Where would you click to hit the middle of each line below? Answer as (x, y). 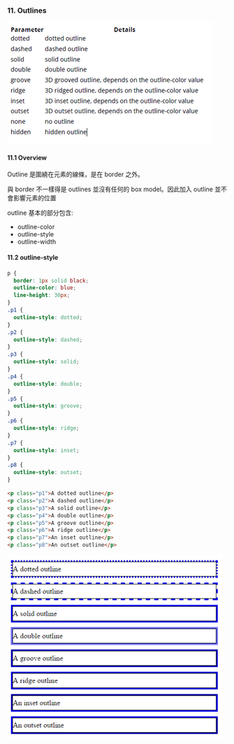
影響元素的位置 (35, 197)
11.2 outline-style (33, 258)
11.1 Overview (27, 157)
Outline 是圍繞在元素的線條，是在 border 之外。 (76, 174)
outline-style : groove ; (48, 406)
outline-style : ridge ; (46, 428)
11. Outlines (27, 10)
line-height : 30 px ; (42, 295)
